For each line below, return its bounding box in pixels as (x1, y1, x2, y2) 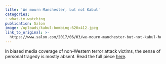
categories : (5, 12, 30, 17)
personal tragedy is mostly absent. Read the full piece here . (5, 53, 127, 59)
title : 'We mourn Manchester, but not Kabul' (5, 7, 100, 12)
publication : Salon (5, 21, 45, 26)
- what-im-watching (5, 16, 45, 21)
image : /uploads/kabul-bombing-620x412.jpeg (5, 26, 98, 31)
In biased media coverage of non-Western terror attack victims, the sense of (5, 48, 161, 54)
